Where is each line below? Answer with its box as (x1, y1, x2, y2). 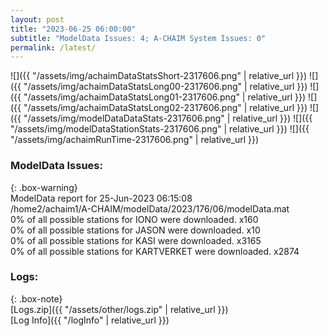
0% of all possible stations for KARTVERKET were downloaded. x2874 (10, 245, 300, 257)
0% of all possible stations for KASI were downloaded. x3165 (10, 234, 262, 246)
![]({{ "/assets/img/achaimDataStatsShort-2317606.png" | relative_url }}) (10, 70, 308, 82)
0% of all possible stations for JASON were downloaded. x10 (10, 224, 261, 236)
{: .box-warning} (10, 181, 78, 193)
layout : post (10, 14, 65, 25)
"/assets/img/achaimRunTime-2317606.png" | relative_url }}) (10, 134, 260, 146)
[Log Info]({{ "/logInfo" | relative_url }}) (10, 314, 170, 326)
